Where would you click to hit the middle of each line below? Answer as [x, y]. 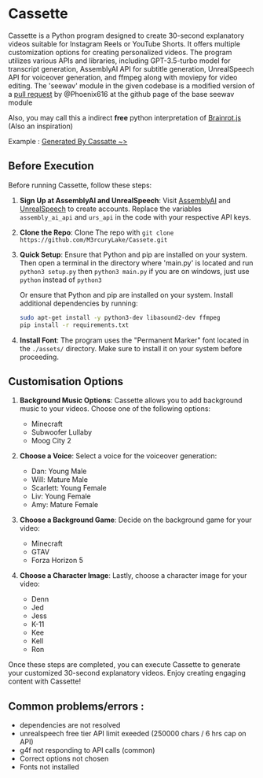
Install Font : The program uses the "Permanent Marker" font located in [134, 340]
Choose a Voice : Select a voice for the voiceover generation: [118, 456]
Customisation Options [66, 382]
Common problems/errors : [76, 706]
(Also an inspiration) [40, 126]
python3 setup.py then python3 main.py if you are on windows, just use [134, 271]
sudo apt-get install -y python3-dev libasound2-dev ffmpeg [120, 317]
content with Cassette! [44, 681]
